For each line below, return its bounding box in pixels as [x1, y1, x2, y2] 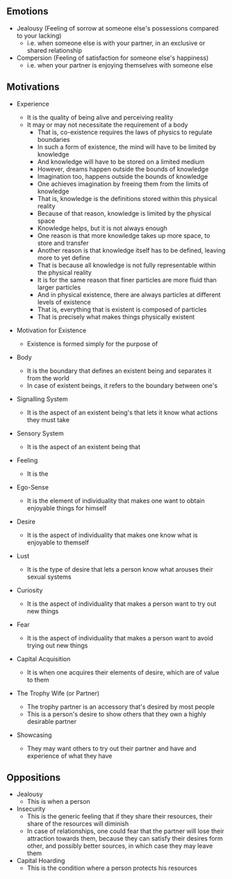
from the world [26, 373, 70, 382]
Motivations [6, 81, 60, 93]
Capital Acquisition [16, 654, 71, 663]
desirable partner [26, 717, 77, 725]
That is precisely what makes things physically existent [37, 312, 195, 321]
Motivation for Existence [16, 326, 87, 334]
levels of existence [37, 298, 91, 306]
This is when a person [26, 798, 91, 806]
